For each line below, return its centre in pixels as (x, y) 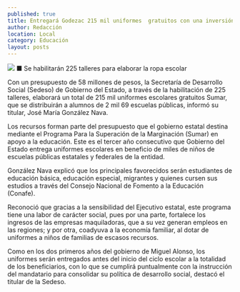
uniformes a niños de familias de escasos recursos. (83, 237)
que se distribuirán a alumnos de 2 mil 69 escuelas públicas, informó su (113, 105)
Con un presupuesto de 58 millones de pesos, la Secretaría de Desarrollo (115, 82)
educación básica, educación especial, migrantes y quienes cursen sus (112, 178)
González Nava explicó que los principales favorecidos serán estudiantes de (120, 171)
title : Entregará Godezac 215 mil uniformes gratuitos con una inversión (121, 21)
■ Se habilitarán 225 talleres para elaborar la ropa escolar (101, 68)
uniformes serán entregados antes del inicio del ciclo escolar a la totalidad (117, 259)
